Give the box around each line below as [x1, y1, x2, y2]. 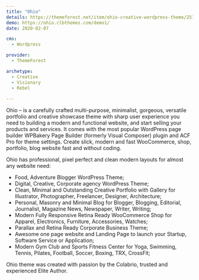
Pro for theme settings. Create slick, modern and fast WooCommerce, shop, [6, 138, 191, 145]
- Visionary [11, 79, 41, 85]
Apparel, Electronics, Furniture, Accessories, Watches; [14, 218, 148, 225]
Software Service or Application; [14, 237, 95, 244]
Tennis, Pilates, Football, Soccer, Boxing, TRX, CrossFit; [14, 250, 150, 257]
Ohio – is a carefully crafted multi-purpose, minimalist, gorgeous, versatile [6, 107, 187, 114]
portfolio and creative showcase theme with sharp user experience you [6, 113, 180, 120]
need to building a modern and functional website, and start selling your [6, 119, 182, 126]
